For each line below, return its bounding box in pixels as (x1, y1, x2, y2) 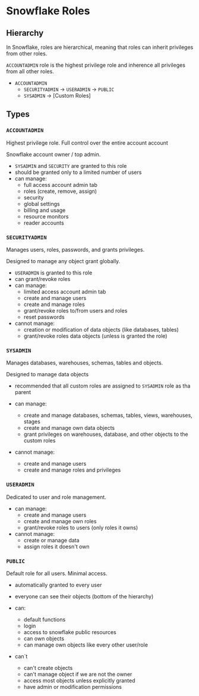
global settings (23, 200, 61, 207)
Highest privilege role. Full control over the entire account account (6, 139, 168, 146)
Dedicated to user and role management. (6, 493, 107, 501)
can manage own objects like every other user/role (23, 641, 149, 648)
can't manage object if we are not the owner (23, 670, 132, 678)
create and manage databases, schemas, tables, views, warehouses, (23, 412, 193, 419)
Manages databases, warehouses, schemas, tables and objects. (6, 359, 163, 367)
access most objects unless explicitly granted (23, 677, 135, 684)
